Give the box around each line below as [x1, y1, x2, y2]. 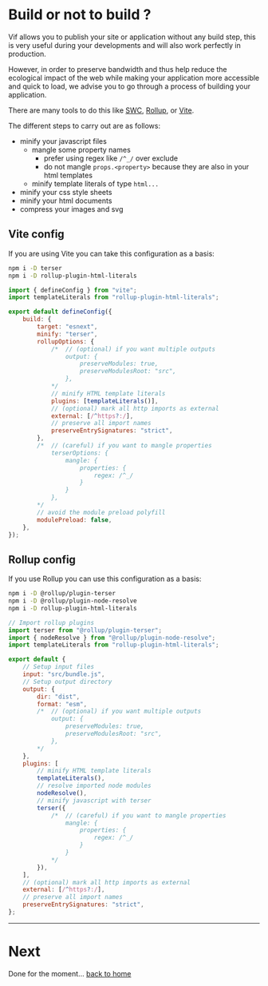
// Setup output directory [22, 678, 112, 686]
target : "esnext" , [37, 323, 98, 331]
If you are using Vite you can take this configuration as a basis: [8, 248, 215, 258]
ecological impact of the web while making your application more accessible [8, 73, 260, 82]
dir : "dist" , [37, 693, 81, 701]
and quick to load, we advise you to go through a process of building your [8, 82, 251, 91]
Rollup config [8, 553, 76, 567]
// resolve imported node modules [37, 781, 152, 790]
